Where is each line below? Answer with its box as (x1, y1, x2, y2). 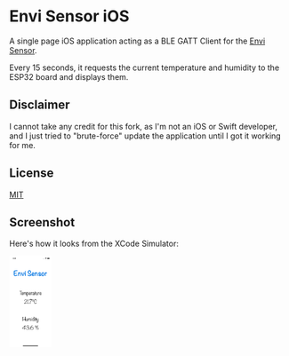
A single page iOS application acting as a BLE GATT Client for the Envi (9, 36, 266, 46)
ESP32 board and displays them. (9, 71, 129, 82)
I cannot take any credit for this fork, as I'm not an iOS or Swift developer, (9, 121, 278, 131)
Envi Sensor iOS (9, 6, 130, 27)
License (9, 166, 54, 181)
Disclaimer (9, 98, 70, 113)
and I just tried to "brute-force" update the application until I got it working (9, 131, 282, 141)
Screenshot (9, 215, 76, 230)
